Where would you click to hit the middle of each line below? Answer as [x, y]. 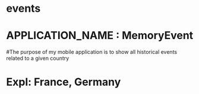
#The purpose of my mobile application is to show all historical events [91, 52]
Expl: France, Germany [64, 82]
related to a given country [38, 59]
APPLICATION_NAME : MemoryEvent [100, 36]
